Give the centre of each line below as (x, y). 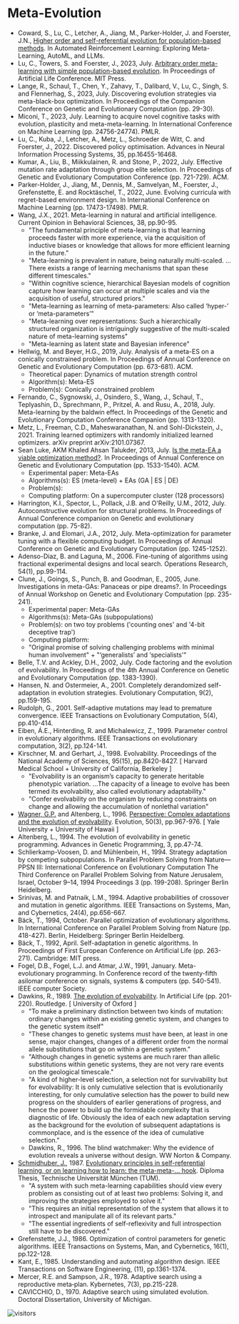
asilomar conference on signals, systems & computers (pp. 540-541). (119, 981)
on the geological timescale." (71, 1071)
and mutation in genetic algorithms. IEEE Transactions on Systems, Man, (124, 905)
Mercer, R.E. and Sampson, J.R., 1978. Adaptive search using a (110, 1276)
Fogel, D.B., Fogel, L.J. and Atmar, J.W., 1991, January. (97, 966)
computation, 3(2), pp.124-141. (62, 746)
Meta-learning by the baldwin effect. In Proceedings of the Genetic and (122, 412)
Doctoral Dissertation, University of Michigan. (85, 1299)
